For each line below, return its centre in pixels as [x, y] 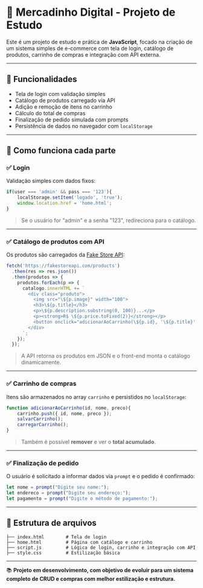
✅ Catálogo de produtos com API [55, 241]
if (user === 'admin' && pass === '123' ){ [59, 192]
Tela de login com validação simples [60, 94]
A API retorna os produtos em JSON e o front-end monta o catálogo [105, 356]
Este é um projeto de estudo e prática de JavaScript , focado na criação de [99, 42]
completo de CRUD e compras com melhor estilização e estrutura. [91, 578]
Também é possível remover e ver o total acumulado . [88, 442]
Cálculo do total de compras [50, 113]
